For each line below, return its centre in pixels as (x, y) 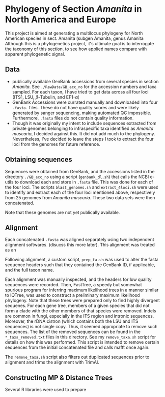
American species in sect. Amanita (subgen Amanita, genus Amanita (74, 38)
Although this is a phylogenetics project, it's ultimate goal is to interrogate (80, 43)
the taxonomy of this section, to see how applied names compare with (76, 49)
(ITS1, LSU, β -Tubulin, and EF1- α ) (46, 97)
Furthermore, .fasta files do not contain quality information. (73, 118)
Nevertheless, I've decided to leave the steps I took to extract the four (83, 139)
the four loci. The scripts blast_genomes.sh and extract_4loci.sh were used (82, 187)
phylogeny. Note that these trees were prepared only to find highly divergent (82, 301)
